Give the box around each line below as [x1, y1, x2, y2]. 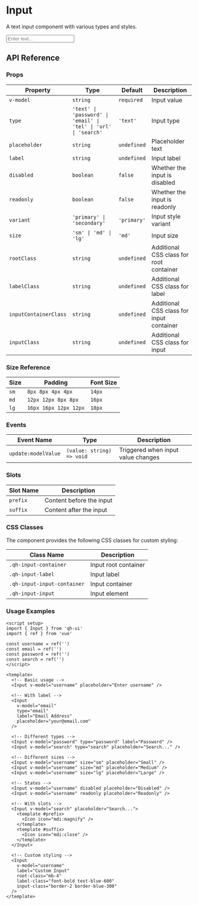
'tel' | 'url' [72, 123, 112, 130]
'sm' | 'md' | [72, 229, 112, 236]
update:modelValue [9, 450, 61, 457]
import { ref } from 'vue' [6, 631, 72, 637]
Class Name [29, 550, 64, 559]
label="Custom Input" [16, 868, 70, 874]
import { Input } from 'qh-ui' [6, 626, 83, 632]
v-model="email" [16, 703, 57, 709]
